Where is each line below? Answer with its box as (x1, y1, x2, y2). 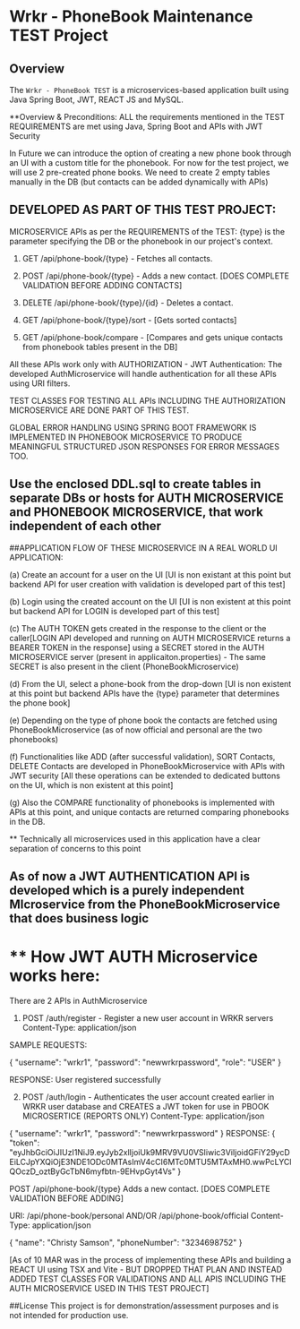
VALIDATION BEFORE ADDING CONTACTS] (21, 279, 183, 290)
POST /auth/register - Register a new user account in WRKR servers (21, 1012, 274, 1023)
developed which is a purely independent (9, 883, 244, 898)
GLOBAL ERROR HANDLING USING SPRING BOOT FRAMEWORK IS (9, 422, 257, 433)
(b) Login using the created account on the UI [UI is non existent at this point (9, 596, 291, 606)
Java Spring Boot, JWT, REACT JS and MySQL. (9, 94, 184, 105)
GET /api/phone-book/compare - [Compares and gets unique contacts (21, 331, 284, 342)
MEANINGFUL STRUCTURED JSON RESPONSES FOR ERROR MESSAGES (9, 441, 280, 451)
